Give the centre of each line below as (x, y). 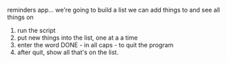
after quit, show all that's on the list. (68, 52)
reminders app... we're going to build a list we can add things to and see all (114, 10)
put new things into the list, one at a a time (77, 38)
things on (21, 17)
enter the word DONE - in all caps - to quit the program (95, 45)
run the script (36, 30)
